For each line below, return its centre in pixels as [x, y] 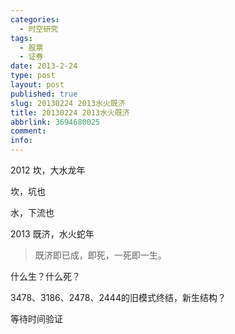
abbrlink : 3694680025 [55, 122]
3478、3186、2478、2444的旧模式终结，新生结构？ [118, 297]
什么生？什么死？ [45, 276]
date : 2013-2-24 [44, 66]
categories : [35, 19]
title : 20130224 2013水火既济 [70, 112]
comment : [28, 131]
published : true [44, 94]
